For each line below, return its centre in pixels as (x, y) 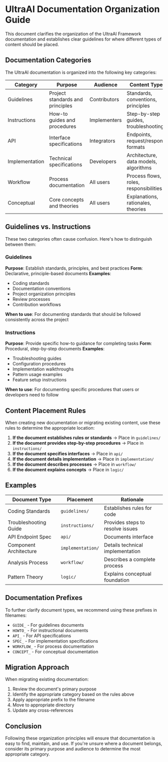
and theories (64, 206)
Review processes (31, 299)
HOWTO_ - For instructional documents (50, 630)
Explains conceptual (128, 574)
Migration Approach (37, 667)
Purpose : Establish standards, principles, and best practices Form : (74, 268)
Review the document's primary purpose (54, 689)
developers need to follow (32, 395)
